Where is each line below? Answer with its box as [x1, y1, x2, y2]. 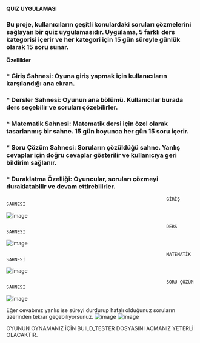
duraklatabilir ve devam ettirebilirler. [6, 182, 116, 190]
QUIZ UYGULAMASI [6, 5, 58, 12]
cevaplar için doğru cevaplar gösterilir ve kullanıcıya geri [6, 151, 177, 159]
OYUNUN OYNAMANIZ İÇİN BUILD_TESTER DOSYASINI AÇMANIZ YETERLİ [6, 325, 194, 332]
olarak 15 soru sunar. [6, 42, 69, 51]
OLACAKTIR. [6, 331, 38, 339]
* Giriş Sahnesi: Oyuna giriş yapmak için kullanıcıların [6, 72, 168, 81]
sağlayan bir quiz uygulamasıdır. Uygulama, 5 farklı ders [6, 27, 175, 36]
